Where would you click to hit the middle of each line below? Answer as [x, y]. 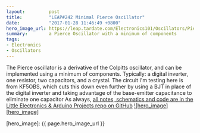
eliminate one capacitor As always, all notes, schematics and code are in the [100, 99]
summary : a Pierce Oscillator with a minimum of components [92, 34]
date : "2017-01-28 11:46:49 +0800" [63, 23]
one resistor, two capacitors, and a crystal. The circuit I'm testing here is [95, 80]
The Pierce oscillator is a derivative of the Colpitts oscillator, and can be [94, 67]
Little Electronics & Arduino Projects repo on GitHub [69, 106]
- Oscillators [24, 51]
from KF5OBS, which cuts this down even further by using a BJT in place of [99, 86]
